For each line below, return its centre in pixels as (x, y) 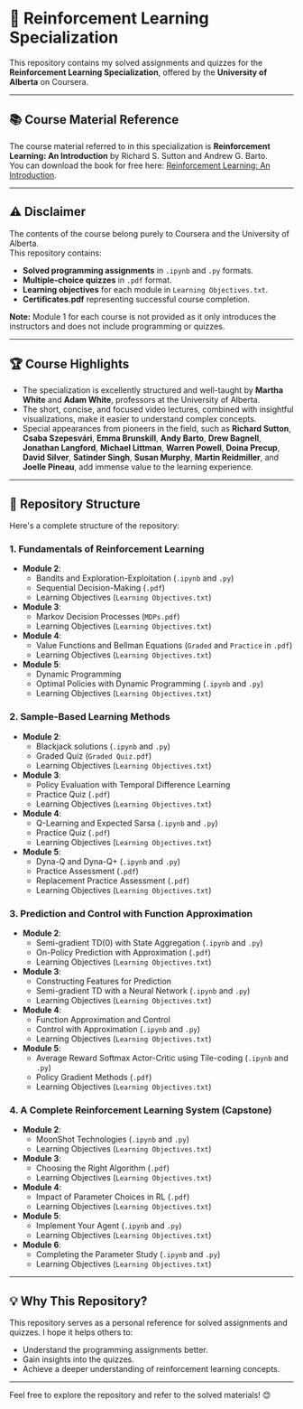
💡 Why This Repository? (78, 1301)
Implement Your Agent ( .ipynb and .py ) (109, 1226)
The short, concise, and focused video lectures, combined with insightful (158, 409)
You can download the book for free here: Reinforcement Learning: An (140, 165)
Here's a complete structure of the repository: (95, 526)
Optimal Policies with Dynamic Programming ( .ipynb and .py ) (150, 684)
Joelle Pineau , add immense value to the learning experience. (138, 467)
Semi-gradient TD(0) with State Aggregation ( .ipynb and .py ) (149, 943)
